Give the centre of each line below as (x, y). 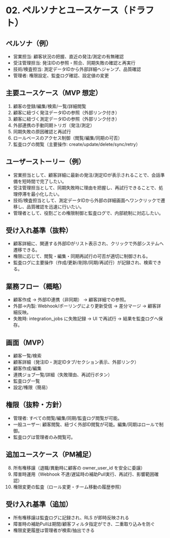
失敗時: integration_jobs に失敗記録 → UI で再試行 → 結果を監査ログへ (86, 319)
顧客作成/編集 (27, 369)
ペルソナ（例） (29, 43)
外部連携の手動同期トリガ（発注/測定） (54, 125)
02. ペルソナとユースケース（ (67, 10)
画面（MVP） (27, 343)
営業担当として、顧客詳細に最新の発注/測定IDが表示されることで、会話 (87, 175)
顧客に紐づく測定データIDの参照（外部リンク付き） (66, 119)
